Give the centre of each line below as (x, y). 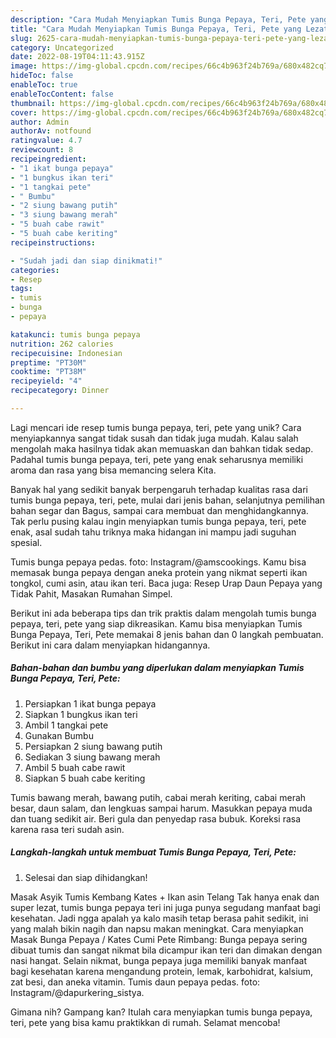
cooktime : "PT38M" (48, 372)
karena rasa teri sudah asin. (67, 829)
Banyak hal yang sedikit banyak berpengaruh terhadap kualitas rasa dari (159, 489)
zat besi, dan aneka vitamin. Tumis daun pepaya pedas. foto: (135, 982)
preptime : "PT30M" (48, 362)
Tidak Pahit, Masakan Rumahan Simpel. (91, 593)
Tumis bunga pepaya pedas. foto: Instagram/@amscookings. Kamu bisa (158, 562)
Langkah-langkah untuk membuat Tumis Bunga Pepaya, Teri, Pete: (153, 852)
